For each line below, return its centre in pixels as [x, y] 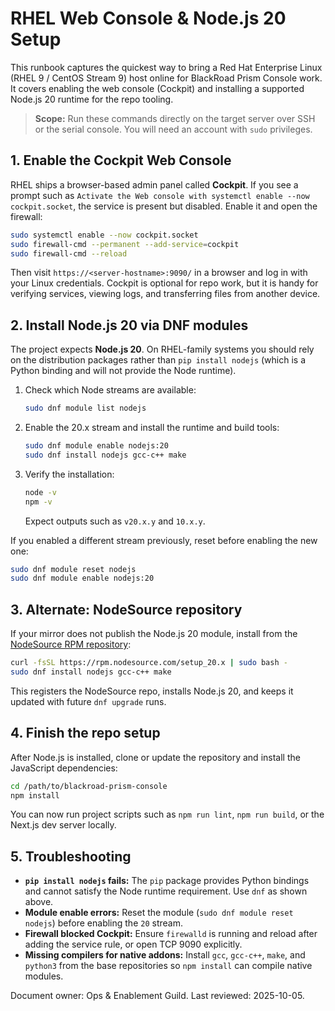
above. [39, 902]
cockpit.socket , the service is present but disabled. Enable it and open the [164, 206]
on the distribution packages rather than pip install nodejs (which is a [158, 360]
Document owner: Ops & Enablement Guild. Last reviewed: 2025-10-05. [157, 996]
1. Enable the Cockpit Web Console [121, 160]
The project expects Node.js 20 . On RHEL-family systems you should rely [162, 349]
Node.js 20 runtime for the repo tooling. [92, 99]
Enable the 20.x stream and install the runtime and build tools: [152, 428]
